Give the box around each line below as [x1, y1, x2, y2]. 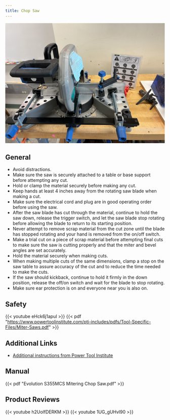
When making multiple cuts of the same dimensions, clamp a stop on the [12, 258, 164, 264]
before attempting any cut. [12, 177, 68, 183]
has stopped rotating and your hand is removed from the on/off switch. [12, 231, 161, 237]
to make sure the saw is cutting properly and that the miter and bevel [12, 242, 156, 248]
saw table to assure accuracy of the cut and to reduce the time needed [12, 264, 161, 270]
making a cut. [12, 193, 41, 200]
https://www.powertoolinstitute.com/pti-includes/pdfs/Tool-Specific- [7, 319, 151, 325]
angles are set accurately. [12, 247, 67, 253]
